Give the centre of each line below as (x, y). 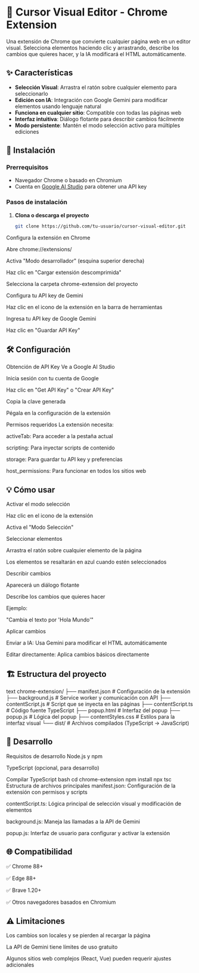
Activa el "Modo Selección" (40, 527)
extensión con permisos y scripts (47, 792)
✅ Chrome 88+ (25, 866)
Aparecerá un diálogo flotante (43, 585)
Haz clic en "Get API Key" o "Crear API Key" (60, 390)
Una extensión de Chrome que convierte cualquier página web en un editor (99, 41)
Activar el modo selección (38, 504)
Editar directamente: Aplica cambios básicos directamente (78, 655)
